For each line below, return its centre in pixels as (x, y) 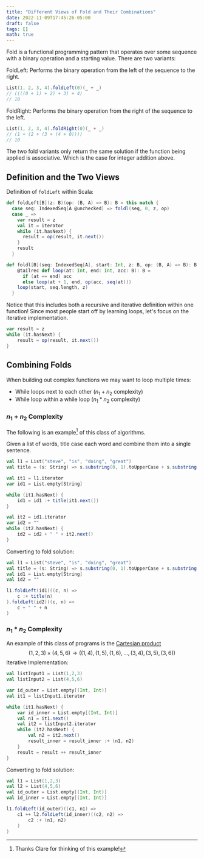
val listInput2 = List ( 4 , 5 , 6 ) (45, 679)
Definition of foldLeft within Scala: (50, 192)
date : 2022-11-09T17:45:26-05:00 (49, 18)
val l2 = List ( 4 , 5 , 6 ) (34, 787)
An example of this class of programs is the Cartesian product (84, 643)
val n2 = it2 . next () (54, 736)
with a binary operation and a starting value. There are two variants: (91, 58)
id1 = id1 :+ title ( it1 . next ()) (58, 500)
